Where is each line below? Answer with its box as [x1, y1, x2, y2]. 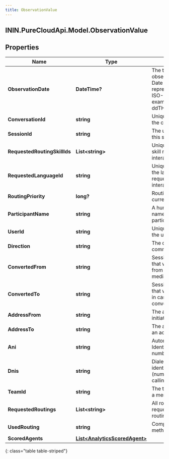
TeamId [8, 388, 26, 395]
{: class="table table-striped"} [5, 447, 68, 454]
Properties [5, 43, 39, 52]
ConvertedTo [8, 291, 40, 298]
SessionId [8, 130, 32, 137]
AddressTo [8, 326, 34, 333]
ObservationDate [8, 85, 50, 92]
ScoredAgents [8, 435, 43, 442]
